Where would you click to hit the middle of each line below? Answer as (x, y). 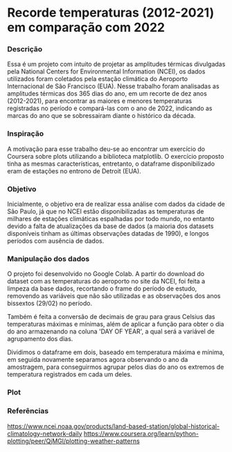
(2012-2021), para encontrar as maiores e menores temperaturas (100, 101)
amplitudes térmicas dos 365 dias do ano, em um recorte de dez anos (107, 94)
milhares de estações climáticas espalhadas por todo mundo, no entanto (111, 219)
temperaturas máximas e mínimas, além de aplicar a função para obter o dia (116, 324)
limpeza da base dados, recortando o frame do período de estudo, (102, 288)
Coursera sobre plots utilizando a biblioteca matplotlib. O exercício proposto (116, 156)
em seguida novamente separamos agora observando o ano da (98, 360)
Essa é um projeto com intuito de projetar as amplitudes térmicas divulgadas (116, 64)
